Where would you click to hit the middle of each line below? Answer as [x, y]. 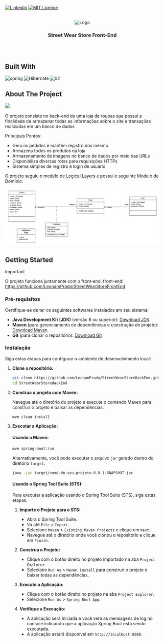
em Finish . [38, 540]
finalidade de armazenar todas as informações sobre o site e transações [78, 121]
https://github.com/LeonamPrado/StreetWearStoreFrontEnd [65, 287]
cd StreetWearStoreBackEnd [40, 383]
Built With [20, 66]
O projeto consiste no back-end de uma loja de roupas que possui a [73, 116]
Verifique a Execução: [42, 609]
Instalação [18, 348]
